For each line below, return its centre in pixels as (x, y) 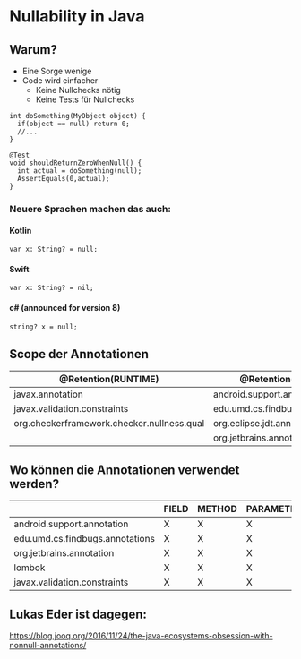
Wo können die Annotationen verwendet (125, 470)
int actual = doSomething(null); (80, 171)
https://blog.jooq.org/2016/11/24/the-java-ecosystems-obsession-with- (141, 635)
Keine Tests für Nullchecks (85, 99)
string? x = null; (43, 327)
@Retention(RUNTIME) (109, 380)
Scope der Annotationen (79, 354)
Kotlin (21, 230)
